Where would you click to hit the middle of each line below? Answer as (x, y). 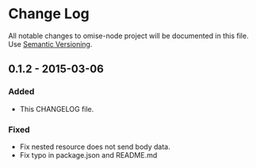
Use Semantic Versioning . (50, 44)
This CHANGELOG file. (57, 109)
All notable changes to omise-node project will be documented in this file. (128, 36)
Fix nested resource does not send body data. (95, 147)
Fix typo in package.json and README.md (88, 155)
